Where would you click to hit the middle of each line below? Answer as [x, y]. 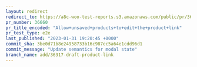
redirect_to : [21, 17]
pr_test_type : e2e [28, 33]
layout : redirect [27, 11]
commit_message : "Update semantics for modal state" [71, 50]
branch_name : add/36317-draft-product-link [60, 55]
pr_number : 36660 [27, 22]
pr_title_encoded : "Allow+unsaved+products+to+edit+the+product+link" [94, 28]
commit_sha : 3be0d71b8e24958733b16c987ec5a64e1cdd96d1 [74, 44]
